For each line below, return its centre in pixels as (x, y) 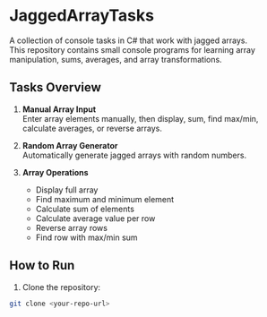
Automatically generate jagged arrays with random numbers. (134, 155)
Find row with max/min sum (86, 237)
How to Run (42, 266)
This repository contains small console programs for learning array (132, 49)
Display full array (67, 190)
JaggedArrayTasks (82, 16)
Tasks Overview (55, 87)
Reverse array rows (71, 227)
